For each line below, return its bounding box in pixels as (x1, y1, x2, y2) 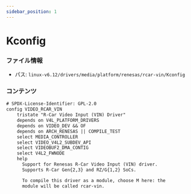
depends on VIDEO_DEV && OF (17, 122, 86, 129)
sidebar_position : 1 (6, 8, 58, 15)
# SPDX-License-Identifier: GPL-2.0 (6, 101, 97, 107)
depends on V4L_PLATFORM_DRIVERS (17, 118, 100, 124)
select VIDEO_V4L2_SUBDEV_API (17, 140, 92, 145)
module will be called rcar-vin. (21, 183, 105, 189)
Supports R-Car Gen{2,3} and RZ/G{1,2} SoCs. (21, 167, 136, 173)
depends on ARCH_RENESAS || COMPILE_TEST (17, 128, 120, 134)
